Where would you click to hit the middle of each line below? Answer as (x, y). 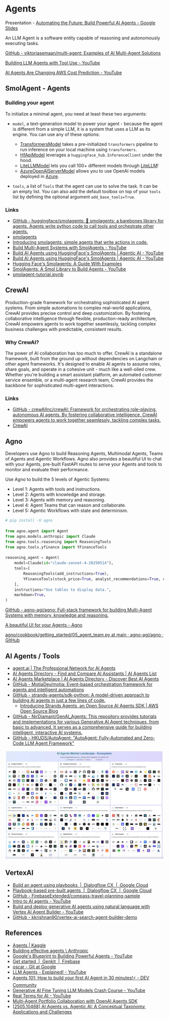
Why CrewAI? (22, 342)
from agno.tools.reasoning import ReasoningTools (58, 542)
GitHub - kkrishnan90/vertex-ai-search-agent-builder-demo (75, 917)
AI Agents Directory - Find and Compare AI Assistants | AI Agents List (84, 673)
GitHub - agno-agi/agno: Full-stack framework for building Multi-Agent (78, 610)
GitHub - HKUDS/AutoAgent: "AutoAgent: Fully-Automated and (77, 738)
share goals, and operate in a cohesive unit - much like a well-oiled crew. (81, 369)
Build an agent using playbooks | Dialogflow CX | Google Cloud (80, 885)
